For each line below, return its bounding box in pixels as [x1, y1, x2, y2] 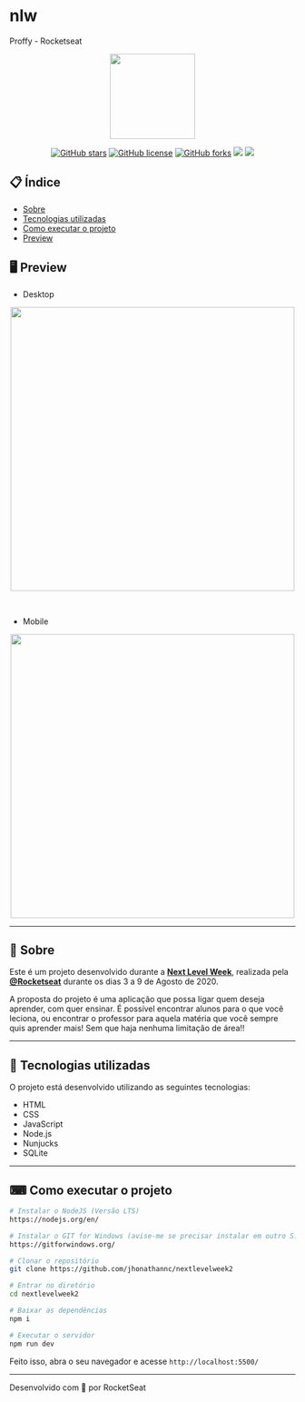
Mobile [22, 615, 49, 627]
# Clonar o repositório [9, 1256, 100, 1266]
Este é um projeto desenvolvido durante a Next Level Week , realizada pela [9, 967, 289, 978]
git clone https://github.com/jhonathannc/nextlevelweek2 [9, 1265, 233, 1274]
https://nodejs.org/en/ [9, 1215, 100, 1224]
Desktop [22, 288, 54, 300]
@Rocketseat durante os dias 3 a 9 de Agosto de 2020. [9, 976, 220, 987]
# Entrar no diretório [9, 1281, 95, 1290]
